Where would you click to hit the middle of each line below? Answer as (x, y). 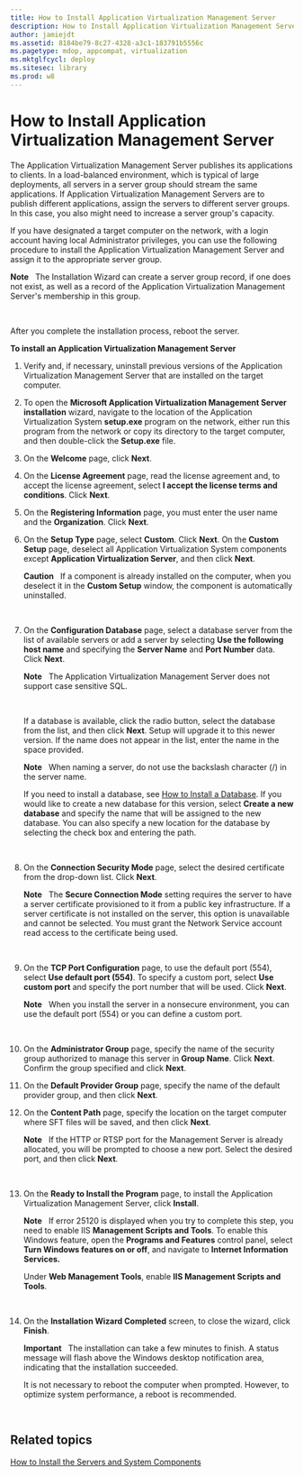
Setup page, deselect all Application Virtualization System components (155, 549)
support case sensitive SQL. (76, 685)
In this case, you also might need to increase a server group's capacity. (143, 213)
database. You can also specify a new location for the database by (147, 822)
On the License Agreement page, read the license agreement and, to (151, 475)
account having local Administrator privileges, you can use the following (144, 240)
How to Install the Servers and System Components (106, 1462)
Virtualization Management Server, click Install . (111, 1203)
